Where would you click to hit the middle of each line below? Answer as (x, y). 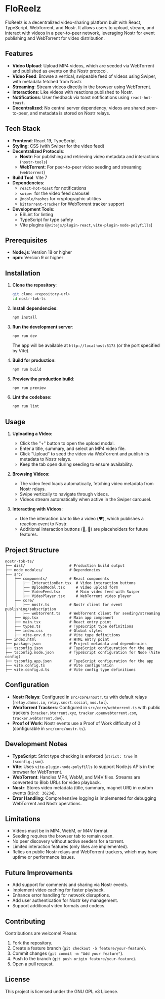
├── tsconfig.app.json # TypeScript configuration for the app (79, 661)
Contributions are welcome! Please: (41, 933)
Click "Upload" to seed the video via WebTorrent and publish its (84, 454)
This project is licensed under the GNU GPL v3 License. (62, 991)
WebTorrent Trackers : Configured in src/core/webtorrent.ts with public (86, 707)
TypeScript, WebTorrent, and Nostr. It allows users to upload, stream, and (80, 27)
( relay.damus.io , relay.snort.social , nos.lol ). (60, 702)
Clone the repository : (35, 285)
